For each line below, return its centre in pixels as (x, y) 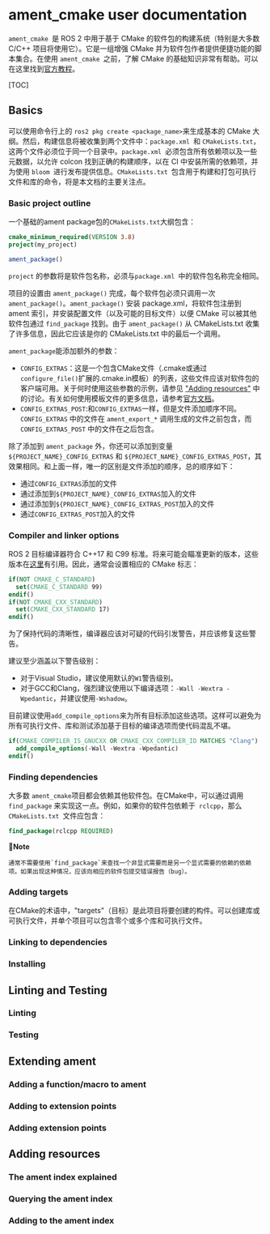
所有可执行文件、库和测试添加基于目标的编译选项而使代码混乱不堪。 (122, 726)
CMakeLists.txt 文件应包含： (57, 816)
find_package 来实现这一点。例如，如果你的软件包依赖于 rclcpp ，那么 (125, 806)
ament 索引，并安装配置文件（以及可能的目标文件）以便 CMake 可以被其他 (133, 313)
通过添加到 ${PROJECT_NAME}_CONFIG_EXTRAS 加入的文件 (108, 493)
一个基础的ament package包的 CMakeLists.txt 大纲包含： (102, 222)
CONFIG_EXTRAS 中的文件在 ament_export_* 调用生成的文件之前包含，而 (136, 418)
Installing (27, 964)
